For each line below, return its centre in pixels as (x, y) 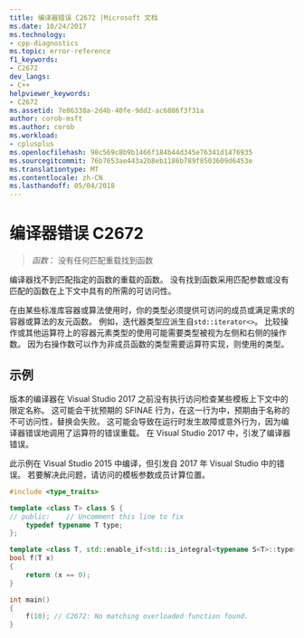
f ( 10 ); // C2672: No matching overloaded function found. (137, 616)
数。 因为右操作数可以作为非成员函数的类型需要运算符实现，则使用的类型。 (149, 344)
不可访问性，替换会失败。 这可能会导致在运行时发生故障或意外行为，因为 (145, 421)
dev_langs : (30, 77)
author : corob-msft (46, 119)
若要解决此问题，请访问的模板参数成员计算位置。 (118, 474)
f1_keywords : (34, 60)
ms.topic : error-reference (60, 52)
